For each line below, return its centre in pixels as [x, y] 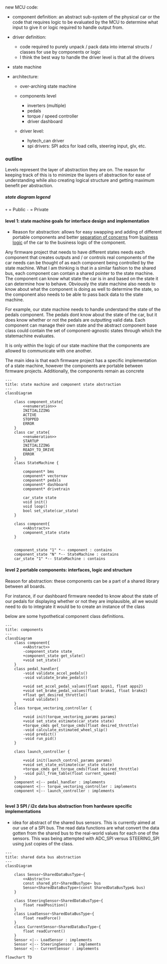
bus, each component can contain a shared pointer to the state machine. [80, 273]
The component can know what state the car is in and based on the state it [82, 279]
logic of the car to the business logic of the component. [69, 242]
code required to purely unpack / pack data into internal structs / [86, 47]
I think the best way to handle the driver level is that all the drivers [87, 57]
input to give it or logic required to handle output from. [68, 27]
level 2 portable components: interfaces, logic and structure [69, 570]
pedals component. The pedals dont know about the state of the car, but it [81, 315]
